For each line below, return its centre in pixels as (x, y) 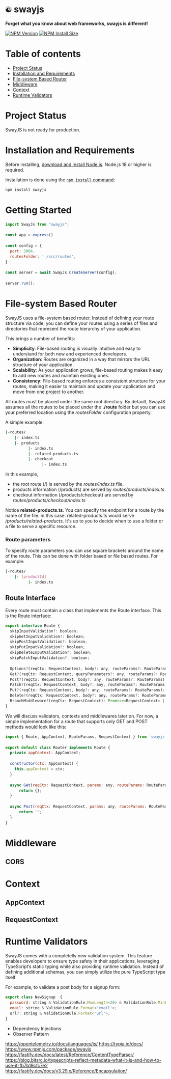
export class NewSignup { (34, 997)
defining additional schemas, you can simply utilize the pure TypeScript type (85, 972)
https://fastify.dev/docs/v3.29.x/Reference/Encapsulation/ (66, 1071)
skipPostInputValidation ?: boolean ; (49, 642)
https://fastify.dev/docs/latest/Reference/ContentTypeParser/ (69, 1055)
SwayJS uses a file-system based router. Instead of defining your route (80, 318)
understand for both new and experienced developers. (70, 354)
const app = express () (29, 235)
